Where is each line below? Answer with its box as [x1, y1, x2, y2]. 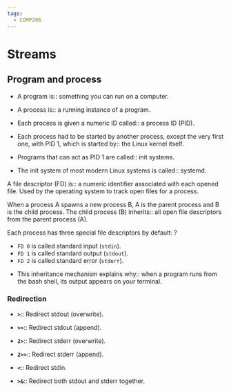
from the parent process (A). [7, 215, 88, 223]
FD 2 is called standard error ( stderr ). [17, 256, 124, 264]
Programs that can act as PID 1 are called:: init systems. [17, 153, 174, 161]
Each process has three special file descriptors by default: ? [7, 228, 177, 237]
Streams [7, 46, 57, 62]
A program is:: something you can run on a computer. [17, 92, 169, 100]
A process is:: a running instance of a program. [17, 105, 151, 114]
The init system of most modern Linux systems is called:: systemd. [17, 166, 207, 175]
